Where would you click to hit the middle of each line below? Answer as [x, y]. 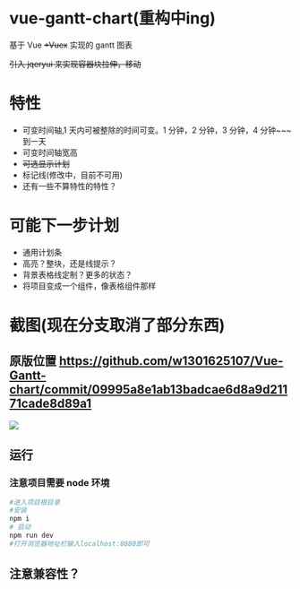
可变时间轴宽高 [50, 152]
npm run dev [31, 535]
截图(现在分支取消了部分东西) [117, 325]
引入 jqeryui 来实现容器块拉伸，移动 [75, 64]
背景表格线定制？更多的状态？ [77, 274]
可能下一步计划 [64, 226]
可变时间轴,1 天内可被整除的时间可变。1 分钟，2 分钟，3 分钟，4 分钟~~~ [157, 130]
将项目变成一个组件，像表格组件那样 [89, 286]
